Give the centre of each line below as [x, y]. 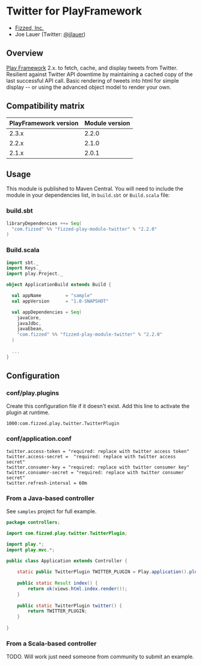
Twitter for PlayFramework [74, 11]
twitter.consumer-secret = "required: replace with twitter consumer [95, 472]
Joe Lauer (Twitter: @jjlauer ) [50, 34]
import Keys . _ [24, 268]
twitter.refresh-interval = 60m [47, 483]
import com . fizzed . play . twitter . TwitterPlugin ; [67, 533]
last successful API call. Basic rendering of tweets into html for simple [93, 80]
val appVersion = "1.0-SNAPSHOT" [60, 301]
